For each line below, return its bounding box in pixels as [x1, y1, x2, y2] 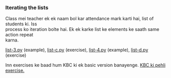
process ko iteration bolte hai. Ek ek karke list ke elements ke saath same [5, 26, 160, 32]
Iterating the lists [5, 4, 49, 11]
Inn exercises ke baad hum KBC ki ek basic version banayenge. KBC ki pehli [5, 62, 166, 68]
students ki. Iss [5, 21, 37, 27]
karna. [5, 37, 19, 43]
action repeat [5, 32, 33, 38]
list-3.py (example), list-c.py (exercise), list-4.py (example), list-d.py [5, 47, 148, 53]
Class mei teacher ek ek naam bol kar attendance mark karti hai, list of [5, 16, 154, 22]
